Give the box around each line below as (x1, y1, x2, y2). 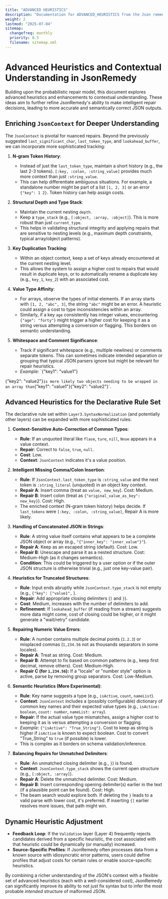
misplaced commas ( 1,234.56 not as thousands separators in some (19, 641, 158, 647)
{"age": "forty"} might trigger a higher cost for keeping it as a (19, 317, 150, 323)
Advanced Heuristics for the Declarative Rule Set (5, 398, 161, 406)
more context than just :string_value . (19, 173, 98, 179)
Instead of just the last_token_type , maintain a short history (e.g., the (19, 162, 163, 168)
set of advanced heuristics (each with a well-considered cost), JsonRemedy (5, 878, 162, 884)
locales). (19, 647, 38, 653)
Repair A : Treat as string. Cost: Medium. (19, 652, 103, 658)
